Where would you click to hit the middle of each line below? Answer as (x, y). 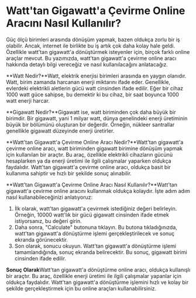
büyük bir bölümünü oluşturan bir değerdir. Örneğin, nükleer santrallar (90, 124)
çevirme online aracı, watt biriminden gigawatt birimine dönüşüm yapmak (94, 148)
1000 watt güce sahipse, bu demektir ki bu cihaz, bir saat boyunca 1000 (93, 94)
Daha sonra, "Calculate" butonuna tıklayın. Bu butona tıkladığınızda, (96, 227)
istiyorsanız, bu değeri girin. (48, 221)
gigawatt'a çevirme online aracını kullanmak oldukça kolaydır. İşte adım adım (98, 191)
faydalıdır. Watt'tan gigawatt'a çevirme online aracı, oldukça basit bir (88, 167)
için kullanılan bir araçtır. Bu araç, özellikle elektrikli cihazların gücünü (90, 154)
